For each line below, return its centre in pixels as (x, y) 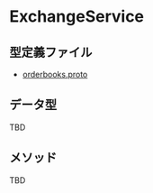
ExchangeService (77, 17)
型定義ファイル (51, 52)
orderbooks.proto (55, 74)
